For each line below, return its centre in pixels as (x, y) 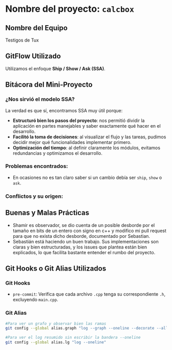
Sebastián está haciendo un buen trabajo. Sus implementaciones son (85, 241)
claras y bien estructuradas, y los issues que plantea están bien (80, 247)
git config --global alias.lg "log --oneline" (56, 342)
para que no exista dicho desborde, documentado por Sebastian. (81, 236)
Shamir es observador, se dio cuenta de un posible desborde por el (84, 225)
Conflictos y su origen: (34, 196)
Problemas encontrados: (37, 166)
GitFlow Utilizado (33, 56)
